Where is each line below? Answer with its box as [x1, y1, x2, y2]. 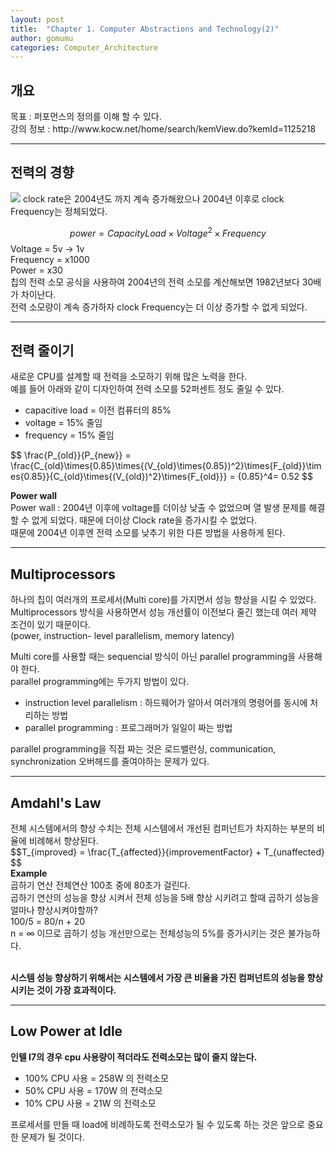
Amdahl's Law [10, 794, 102, 811]
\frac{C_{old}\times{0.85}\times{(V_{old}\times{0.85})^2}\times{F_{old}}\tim [10, 460, 322, 472]
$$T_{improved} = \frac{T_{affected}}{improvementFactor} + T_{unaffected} [10, 846, 325, 858]
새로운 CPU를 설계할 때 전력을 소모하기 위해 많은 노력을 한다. [10, 371, 248, 383]
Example [10, 867, 48, 879]
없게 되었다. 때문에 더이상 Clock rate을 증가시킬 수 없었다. [31, 514, 258, 526]
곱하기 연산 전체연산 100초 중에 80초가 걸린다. [10, 879, 191, 891]
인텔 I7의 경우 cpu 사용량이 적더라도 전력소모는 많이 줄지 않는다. [10, 1051, 258, 1063]
